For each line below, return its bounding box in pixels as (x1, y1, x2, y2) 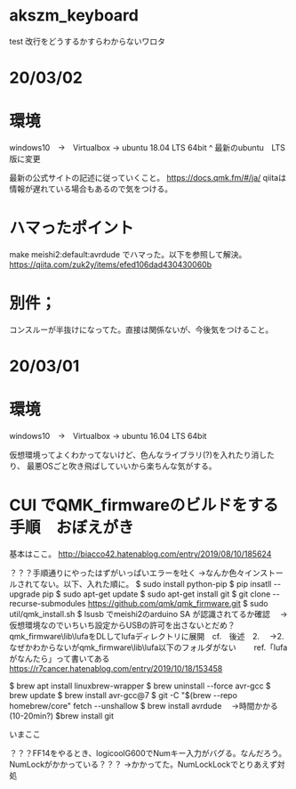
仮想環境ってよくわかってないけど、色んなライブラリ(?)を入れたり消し (9, 450, 268, 460)
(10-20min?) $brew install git (9, 711, 114, 721)
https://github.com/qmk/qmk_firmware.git (87, 598, 242, 608)
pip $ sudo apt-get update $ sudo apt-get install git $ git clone (42, 589, 271, 599)
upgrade (9, 589, 41, 599)
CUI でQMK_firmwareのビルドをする (9, 495, 279, 516)
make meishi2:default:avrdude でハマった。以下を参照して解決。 (9, 249, 247, 259)
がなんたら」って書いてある (9, 654, 110, 663)
